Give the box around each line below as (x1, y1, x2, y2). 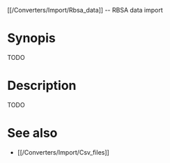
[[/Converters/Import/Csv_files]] (17, 148, 109, 156)
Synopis (7, 31, 56, 46)
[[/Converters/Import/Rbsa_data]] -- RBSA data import (7, 6, 164, 14)
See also (7, 125, 58, 141)
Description (7, 78, 77, 93)
